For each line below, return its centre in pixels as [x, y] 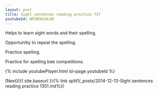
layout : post [19, 10]
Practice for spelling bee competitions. [45, 62]
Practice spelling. [23, 52]
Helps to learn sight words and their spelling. [51, 33]
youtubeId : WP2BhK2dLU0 [30, 19]
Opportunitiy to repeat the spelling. [41, 43]
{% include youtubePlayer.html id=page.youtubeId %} [60, 71]
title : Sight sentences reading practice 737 [53, 14]
